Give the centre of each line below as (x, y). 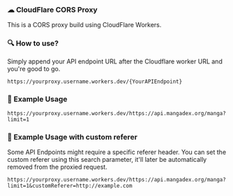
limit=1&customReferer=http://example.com (70, 186)
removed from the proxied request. (58, 167)
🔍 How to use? (33, 43)
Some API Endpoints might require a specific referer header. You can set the (117, 152)
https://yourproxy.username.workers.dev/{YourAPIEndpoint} (95, 82)
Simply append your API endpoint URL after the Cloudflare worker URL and (115, 61)
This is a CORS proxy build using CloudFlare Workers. (84, 25)
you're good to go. (34, 68)
